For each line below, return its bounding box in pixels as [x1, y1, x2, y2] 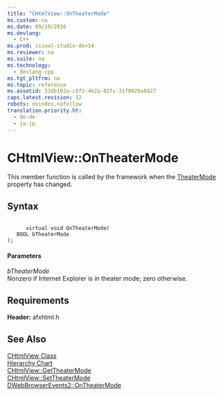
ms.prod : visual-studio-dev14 [7, 42, 95, 49]
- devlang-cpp [13, 68, 54, 75]
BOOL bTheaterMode [16, 231, 70, 238]
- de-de [13, 113, 36, 120]
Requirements [7, 295, 69, 306]
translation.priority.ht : [7, 107, 82, 114]
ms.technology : [7, 62, 51, 69]
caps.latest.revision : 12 [7, 94, 82, 101]
